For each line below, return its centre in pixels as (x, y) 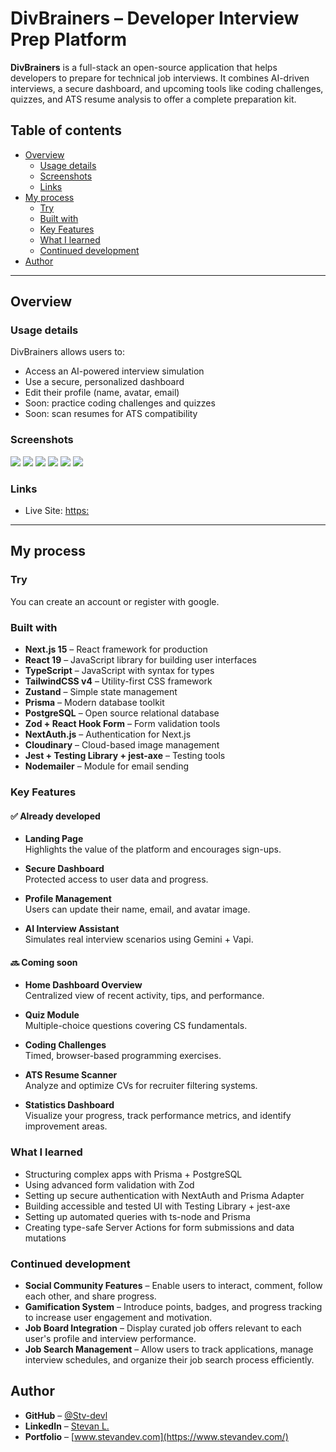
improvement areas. (66, 1126)
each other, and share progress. (90, 1296)
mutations (45, 1238)
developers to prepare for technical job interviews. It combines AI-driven (160, 78)
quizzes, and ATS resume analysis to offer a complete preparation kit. (153, 99)
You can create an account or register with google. (115, 601)
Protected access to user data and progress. (116, 879)
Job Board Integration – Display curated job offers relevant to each (163, 1328)
